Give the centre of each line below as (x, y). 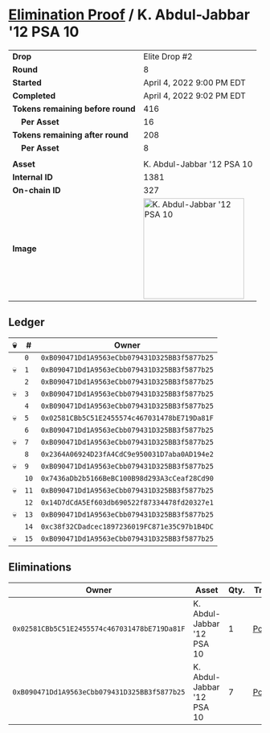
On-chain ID (37, 190)
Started (27, 82)
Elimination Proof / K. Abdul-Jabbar (129, 15)
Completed (34, 96)
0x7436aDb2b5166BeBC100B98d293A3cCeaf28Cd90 (127, 478)
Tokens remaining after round (70, 134)
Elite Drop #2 (168, 56)
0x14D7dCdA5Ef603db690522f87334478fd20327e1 (127, 502)
